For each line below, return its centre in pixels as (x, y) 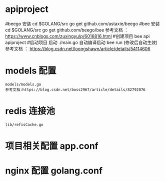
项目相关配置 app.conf (52, 146)
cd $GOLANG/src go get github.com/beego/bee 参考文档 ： (67, 30)
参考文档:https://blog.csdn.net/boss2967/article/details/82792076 (75, 89)
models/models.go (23, 84)
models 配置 (31, 71)
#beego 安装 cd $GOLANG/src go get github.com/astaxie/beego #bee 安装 (82, 23)
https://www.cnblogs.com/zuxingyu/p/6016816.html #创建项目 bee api (77, 36)
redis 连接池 (30, 111)
